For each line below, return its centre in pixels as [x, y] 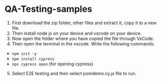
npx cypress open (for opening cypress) [52, 64]
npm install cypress [33, 59]
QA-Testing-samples [48, 9]
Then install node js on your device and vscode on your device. [77, 33]
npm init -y [24, 54]
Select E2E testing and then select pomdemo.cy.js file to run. [74, 73]
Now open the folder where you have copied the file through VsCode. [83, 39]
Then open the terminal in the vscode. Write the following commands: [83, 43]
